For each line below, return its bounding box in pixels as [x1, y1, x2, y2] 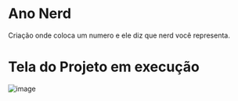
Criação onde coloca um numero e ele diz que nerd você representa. [8, 31, 231, 40]
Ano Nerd [8, 5, 72, 23]
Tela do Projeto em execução [8, 58, 200, 76]
